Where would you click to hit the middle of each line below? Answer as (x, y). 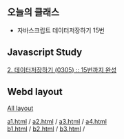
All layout (20, 108)
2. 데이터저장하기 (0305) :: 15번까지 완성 (62, 69)
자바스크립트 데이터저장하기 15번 (61, 30)
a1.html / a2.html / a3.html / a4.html (57, 122)
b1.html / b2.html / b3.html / (46, 129)
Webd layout (35, 92)
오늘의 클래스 (33, 12)
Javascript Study (45, 53)
